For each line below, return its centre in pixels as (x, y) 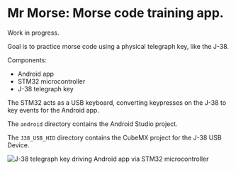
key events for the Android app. (53, 110)
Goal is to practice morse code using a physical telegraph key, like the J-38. (118, 46)
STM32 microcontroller (51, 81)
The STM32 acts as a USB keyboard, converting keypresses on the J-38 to (117, 102)
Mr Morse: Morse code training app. (116, 13)
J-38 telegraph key (46, 89)
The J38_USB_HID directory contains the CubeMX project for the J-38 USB (114, 137)
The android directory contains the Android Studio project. (93, 124)
